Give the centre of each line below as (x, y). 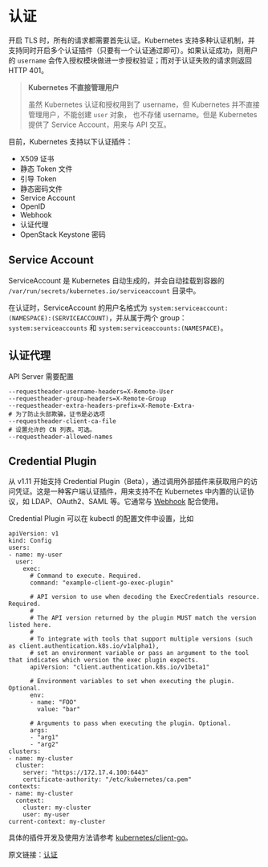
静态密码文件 (41, 189)
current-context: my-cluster (57, 822)
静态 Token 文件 (46, 169)
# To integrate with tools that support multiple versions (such (141, 639)
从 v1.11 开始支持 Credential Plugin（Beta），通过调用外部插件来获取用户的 (130, 482)
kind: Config (30, 541)
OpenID (32, 206)
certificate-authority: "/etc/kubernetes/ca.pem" (108, 779)
